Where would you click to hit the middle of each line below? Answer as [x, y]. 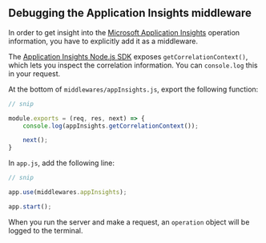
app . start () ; [30, 207]
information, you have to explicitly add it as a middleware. [103, 41]
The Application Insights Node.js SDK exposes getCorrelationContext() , [128, 56]
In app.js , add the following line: [61, 163]
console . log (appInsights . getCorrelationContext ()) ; [111, 126]
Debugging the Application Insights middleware [130, 13]
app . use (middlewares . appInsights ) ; [68, 192]
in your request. [34, 73]
